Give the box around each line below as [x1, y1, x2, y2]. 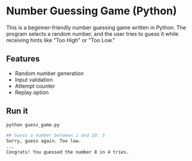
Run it [6, 106, 29, 116]
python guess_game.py [6, 122, 60, 128]
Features [6, 54, 40, 64]
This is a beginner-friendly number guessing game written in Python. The [6, 24, 187, 31]
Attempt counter [14, 82, 55, 89]
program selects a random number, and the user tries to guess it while [6, 30, 179, 37]
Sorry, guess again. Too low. [6, 138, 82, 144]
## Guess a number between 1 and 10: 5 [6, 132, 106, 138]
